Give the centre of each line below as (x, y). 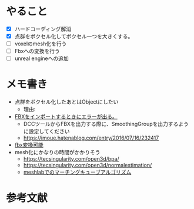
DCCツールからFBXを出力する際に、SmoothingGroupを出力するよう (106, 124)
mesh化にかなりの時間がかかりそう (57, 152)
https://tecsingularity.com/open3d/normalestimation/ (88, 165)
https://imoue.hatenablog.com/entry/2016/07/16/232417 (91, 138)
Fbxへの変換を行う (37, 51)
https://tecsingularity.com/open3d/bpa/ (71, 159)
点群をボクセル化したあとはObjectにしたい (66, 102)
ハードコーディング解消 (43, 29)
